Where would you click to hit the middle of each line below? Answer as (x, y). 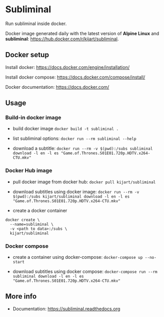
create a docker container (40, 210)
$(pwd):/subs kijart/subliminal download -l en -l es (71, 197)
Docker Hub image (29, 170)
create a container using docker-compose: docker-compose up (78, 257)
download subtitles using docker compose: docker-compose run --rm (85, 272)
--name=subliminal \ (32, 224)
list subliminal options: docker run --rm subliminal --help (74, 138)
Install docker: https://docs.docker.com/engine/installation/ (67, 67)
